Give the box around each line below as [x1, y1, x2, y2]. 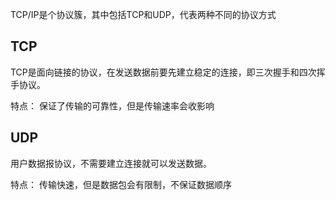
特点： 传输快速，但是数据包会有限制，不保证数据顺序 [10, 178, 232, 190]
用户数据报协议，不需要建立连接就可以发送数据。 [10, 157, 212, 169]
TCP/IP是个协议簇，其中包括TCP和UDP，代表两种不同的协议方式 [10, 9, 277, 20]
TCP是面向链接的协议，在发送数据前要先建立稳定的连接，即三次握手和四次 [10, 66, 317, 78]
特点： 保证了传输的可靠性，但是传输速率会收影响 [10, 99, 215, 112]
